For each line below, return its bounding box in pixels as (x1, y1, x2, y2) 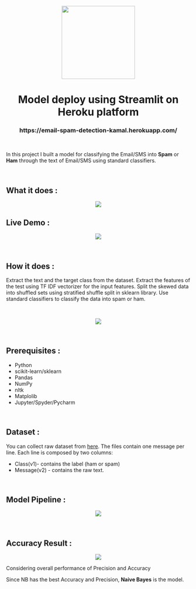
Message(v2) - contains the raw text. (14, 466, 104, 474)
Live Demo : (6, 217, 50, 228)
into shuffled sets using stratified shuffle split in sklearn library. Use (6, 289, 169, 296)
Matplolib (14, 392, 37, 399)
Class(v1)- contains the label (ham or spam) (14, 460, 121, 467)
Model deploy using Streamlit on (18, 93, 179, 107)
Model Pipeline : (6, 495, 66, 505)
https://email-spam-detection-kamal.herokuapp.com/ (19, 126, 177, 135)
